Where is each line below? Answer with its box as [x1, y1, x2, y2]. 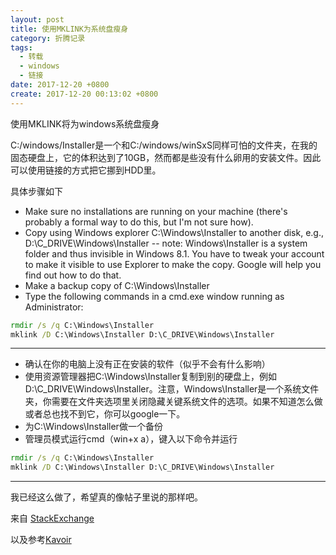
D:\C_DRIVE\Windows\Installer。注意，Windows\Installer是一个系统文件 [24, 383, 320, 395]
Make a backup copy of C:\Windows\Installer [24, 279, 210, 291]
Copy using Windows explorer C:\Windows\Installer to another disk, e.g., [24, 226, 324, 238]
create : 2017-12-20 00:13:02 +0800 [10, 89, 159, 99]
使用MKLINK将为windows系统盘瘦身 [10, 117, 160, 130]
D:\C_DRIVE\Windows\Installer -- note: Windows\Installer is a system [24, 237, 308, 249]
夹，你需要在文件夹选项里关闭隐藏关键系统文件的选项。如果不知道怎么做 [24, 396, 323, 408]
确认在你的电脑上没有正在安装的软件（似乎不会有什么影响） [24, 358, 271, 370]
